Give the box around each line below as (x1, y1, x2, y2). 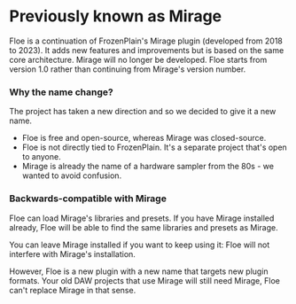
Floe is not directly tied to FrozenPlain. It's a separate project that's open (21, 142, 288, 152)
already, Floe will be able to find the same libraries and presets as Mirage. (9, 222, 278, 232)
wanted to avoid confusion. (21, 170, 122, 181)
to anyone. (21, 152, 61, 162)
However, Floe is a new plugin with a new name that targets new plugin (9, 266, 269, 277)
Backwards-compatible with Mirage (9, 192, 167, 205)
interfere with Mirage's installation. (9, 248, 136, 259)
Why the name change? (9, 86, 113, 98)
